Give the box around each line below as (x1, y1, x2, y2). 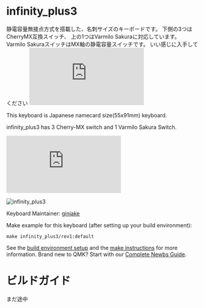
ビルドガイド (6, 274, 71, 288)
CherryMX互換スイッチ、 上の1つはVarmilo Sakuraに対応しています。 (6, 32, 180, 40)
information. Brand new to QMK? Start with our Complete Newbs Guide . (6, 251, 187, 258)
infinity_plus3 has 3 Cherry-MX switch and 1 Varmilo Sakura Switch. (6, 123, 177, 131)
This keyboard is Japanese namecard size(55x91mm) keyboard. (6, 111, 167, 119)
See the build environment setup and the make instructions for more (6, 244, 178, 251)
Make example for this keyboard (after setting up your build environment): (6, 221, 192, 229)
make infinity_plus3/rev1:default (6, 233, 95, 240)
